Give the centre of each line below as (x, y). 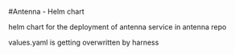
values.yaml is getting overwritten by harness (84, 42)
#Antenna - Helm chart (46, 12)
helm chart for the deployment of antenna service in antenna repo (117, 27)
